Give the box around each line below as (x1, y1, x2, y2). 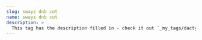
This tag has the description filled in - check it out (11, 25, 155, 31)
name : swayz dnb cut (6, 14, 58, 20)
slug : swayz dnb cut (6, 8, 58, 15)
